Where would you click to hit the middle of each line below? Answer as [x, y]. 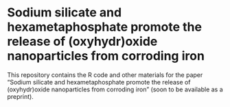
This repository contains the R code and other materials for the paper [105, 75]
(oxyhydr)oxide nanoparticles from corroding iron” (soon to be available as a [115, 89]
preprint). [21, 96]
